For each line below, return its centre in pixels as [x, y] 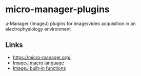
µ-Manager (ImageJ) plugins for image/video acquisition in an [70, 23]
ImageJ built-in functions [39, 68]
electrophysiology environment [38, 29]
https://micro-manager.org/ [42, 57]
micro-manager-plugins [58, 9]
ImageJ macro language [38, 63]
